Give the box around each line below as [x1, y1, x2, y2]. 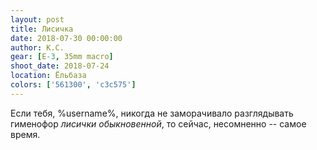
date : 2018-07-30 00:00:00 [10, 33, 123, 43]
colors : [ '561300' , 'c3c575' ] [10, 80, 137, 90]
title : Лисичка [10, 24, 74, 34]
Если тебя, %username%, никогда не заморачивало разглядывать [10, 107, 294, 119]
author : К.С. [10, 42, 65, 53]
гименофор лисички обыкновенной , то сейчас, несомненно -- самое [10, 117, 307, 130]
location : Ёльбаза [10, 71, 87, 81]
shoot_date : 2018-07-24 [10, 61, 110, 71]
